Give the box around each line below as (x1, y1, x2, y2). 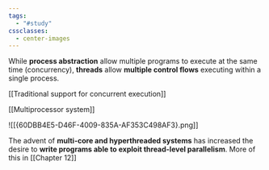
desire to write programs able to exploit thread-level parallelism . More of (8, 144, 256, 154)
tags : (8, 11, 27, 20)
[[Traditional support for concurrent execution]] (8, 89, 166, 99)
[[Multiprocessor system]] (8, 105, 95, 114)
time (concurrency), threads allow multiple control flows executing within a (8, 65, 261, 75)
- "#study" (15, 19, 53, 27)
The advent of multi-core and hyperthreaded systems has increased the (8, 136, 254, 146)
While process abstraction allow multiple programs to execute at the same (8, 56, 258, 66)
